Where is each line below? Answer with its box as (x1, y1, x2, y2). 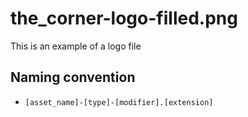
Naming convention (10, 69, 136, 86)
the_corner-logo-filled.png (10, 7, 238, 30)
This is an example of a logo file (10, 40, 142, 52)
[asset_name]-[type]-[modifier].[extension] (24, 97, 214, 107)
